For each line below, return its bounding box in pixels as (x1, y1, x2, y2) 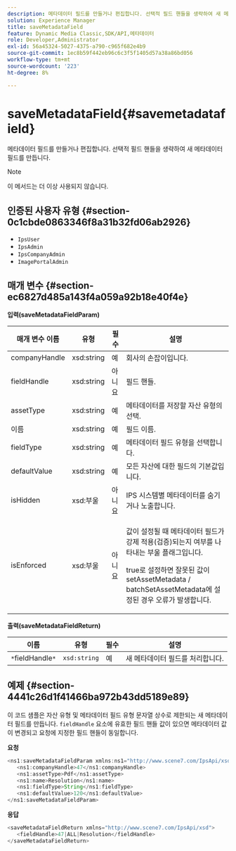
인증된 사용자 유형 (7, 205, 80, 217)
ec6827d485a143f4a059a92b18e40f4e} (7, 291, 188, 303)
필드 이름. (126, 424, 157, 434)
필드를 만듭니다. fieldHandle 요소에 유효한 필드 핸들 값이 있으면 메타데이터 (14, 719, 220, 728)
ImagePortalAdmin (17, 258, 69, 266)
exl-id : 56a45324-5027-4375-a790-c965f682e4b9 (7, 43, 146, 50)
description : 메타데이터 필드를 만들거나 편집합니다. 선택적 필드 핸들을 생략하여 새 (7, 10, 221, 18)
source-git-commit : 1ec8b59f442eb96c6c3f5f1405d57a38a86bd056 (7, 50, 193, 57)
